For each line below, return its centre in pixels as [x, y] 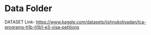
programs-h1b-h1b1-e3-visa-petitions [42, 27]
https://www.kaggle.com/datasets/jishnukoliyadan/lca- [91, 22]
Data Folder [28, 9]
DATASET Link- [20, 22]
